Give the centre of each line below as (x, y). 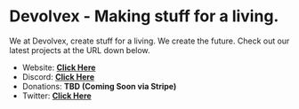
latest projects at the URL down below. (80, 50)
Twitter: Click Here (57, 96)
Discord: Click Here (58, 76)
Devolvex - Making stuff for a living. (144, 16)
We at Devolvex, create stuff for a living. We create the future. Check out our (149, 41)
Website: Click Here (59, 67)
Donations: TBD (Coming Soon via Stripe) (99, 86)
